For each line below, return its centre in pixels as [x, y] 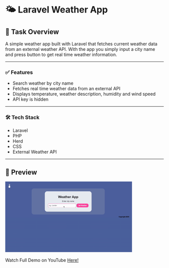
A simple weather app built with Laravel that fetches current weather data [81, 44]
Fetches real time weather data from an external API [66, 89]
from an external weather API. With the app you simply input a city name [80, 49]
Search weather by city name [43, 83]
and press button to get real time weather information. [61, 54]
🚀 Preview [21, 172]
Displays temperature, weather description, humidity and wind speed [84, 94]
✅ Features [19, 72]
